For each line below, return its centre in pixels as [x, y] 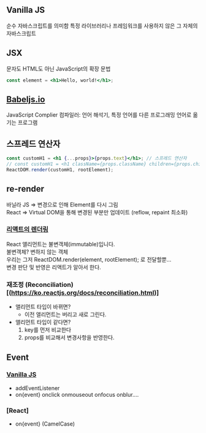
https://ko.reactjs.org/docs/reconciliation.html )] [85, 292]
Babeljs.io [26, 99]
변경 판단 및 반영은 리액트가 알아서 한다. [54, 267]
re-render [25, 189]
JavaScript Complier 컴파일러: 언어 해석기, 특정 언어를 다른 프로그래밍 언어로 [99, 115]
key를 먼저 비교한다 [48, 330]
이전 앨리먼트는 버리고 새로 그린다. [65, 314]
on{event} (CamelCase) [45, 424]
